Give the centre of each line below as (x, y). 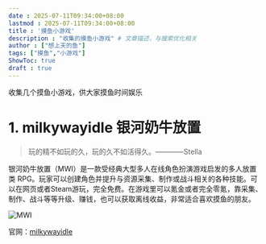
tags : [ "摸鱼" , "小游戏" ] (47, 53)
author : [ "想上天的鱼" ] (47, 46)
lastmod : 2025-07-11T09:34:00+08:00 (72, 23)
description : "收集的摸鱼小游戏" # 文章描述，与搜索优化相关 (103, 38)
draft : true (30, 68)
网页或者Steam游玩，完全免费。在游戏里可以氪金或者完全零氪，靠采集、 (142, 188)
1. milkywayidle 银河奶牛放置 (105, 128)
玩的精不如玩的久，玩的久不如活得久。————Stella (115, 151)
